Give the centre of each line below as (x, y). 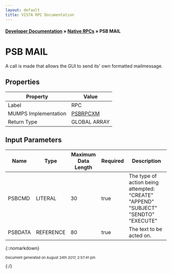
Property (37, 96)
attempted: (142, 188)
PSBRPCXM (85, 113)
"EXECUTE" (143, 221)
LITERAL (46, 198)
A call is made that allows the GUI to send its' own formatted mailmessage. (84, 66)
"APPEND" (142, 201)
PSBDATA (19, 232)
